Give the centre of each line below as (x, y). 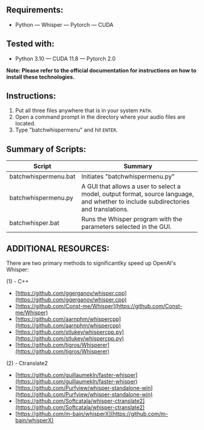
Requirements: (35, 10)
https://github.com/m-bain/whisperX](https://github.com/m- (93, 414)
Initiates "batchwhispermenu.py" (128, 177)
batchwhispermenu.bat (42, 177)
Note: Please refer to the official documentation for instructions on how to (101, 70)
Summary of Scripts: (46, 149)
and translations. (105, 210)
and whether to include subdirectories (135, 202)
